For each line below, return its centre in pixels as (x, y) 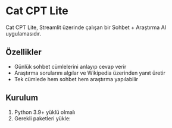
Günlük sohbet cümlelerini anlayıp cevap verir (70, 66)
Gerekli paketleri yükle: (42, 118)
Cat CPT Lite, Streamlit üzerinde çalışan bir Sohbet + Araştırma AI (86, 27)
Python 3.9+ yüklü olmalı (45, 112)
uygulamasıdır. (24, 33)
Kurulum (22, 98)
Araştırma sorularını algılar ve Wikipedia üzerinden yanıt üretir (90, 73)
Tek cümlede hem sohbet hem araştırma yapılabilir (76, 79)
